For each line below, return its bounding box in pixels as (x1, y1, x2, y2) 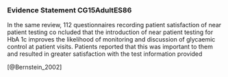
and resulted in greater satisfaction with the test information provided (7, 50, 203, 58)
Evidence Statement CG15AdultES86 (7, 5, 132, 15)
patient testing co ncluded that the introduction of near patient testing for (7, 28, 214, 36)
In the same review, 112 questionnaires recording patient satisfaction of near (7, 21, 222, 29)
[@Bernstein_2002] (7, 63, 62, 72)
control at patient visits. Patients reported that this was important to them (7, 43, 214, 51)
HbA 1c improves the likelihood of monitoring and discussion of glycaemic (7, 35, 216, 44)
